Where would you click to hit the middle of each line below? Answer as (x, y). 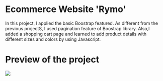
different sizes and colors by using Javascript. (53, 39)
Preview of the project (52, 60)
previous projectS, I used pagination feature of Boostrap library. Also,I (77, 28)
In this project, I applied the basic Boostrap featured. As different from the (82, 23)
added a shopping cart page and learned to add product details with (76, 34)
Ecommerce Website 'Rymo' (66, 9)
